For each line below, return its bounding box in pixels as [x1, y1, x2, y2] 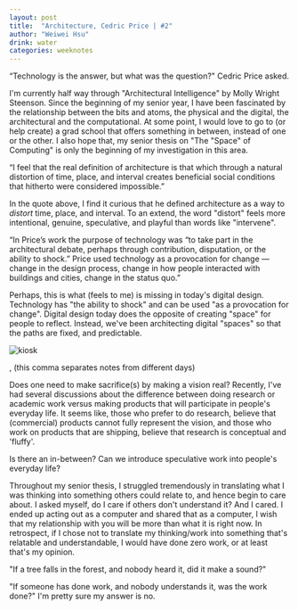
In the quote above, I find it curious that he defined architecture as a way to [9, 198, 285, 210]
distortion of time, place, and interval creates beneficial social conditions [9, 171, 276, 183]
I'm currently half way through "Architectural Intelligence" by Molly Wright [9, 88, 280, 99]
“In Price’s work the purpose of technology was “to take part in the [9, 235, 254, 245]
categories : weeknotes [9, 46, 93, 55]
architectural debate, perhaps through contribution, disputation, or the [9, 244, 267, 255]
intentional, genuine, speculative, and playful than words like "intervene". [9, 218, 277, 228]
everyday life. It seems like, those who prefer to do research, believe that [9, 408, 277, 419]
